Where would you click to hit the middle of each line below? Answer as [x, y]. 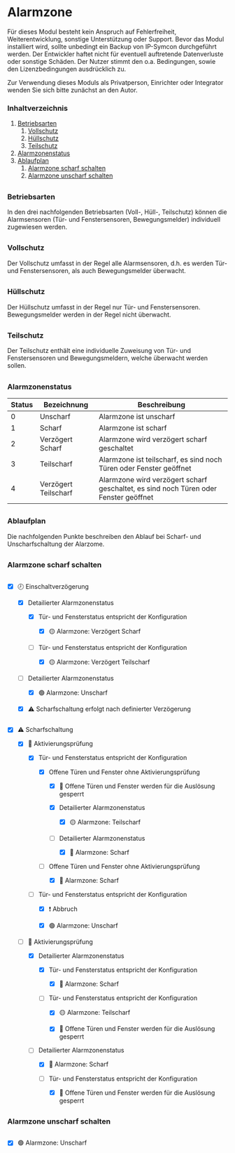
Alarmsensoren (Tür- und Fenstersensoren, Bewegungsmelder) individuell [114, 219]
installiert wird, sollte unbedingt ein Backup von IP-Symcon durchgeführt [112, 46]
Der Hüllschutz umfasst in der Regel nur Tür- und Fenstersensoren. [104, 307]
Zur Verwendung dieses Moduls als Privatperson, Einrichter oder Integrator [115, 82]
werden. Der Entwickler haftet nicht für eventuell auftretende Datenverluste [115, 54]
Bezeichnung [66, 405]
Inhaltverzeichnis [38, 108]
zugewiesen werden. [37, 227]
